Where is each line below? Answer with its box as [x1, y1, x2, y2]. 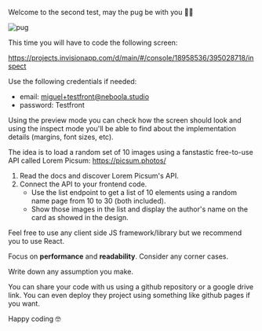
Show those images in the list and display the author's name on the [31, 204, 249, 214]
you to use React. [8, 237, 65, 245]
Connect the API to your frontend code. [19, 179, 147, 189]
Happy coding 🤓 [8, 314, 61, 323]
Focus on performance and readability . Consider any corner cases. [8, 252, 229, 261]
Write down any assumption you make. [8, 267, 133, 276]
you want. [8, 299, 41, 308]
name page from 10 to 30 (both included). [31, 197, 166, 205]
